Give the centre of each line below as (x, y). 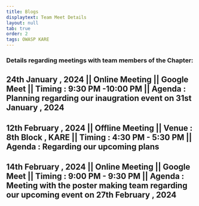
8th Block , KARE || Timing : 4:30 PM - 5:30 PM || (99, 137)
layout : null (22, 23)
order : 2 (17, 34)
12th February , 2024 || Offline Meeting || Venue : (99, 128)
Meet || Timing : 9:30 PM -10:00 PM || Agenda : (96, 89)
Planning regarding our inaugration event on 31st (99, 98)
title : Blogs (22, 12)
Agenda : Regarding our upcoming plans (83, 147)
